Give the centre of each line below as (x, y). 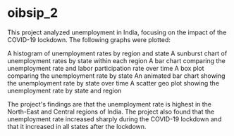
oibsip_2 (33, 13)
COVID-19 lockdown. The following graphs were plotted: (89, 39)
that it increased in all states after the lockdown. (77, 126)
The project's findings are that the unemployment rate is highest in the (110, 104)
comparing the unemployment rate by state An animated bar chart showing (116, 76)
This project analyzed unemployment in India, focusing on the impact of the (117, 32)
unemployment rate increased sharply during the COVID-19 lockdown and (115, 119)
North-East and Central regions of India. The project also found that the (111, 111)
